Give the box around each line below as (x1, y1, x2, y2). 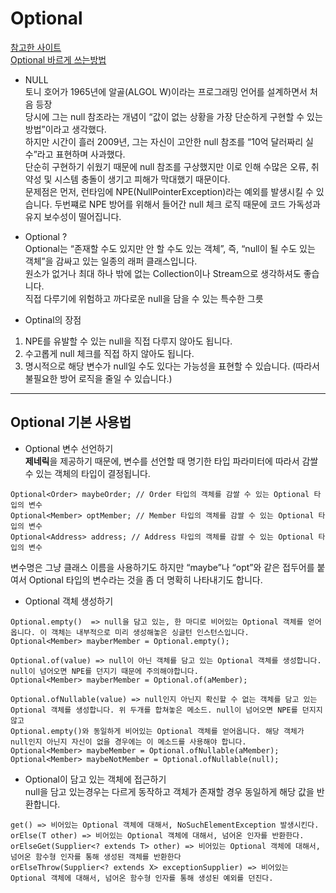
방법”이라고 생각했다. (24, 123, 107, 135)
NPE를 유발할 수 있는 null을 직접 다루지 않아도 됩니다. (24, 335, 233, 347)
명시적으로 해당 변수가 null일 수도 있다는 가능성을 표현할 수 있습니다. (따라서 (24, 360, 320, 372)
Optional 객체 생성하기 (24, 595, 114, 607)
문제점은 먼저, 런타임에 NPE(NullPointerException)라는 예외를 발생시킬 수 (24, 185, 314, 197)
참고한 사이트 (10, 41, 62, 53)
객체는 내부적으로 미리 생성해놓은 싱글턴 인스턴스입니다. (51, 627, 250, 637)
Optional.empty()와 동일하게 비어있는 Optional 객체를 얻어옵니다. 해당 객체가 (10, 726, 305, 736)
